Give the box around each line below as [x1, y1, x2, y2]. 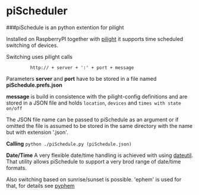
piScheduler [6, 4, 68, 18]
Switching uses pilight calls [6, 53, 73, 60]
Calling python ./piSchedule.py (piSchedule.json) [6, 140, 132, 147]
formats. [6, 164, 27, 171]
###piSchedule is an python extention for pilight [6, 24, 124, 31]
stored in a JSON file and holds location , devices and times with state [6, 99, 181, 106]
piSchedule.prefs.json [6, 81, 62, 89]
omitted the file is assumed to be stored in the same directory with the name [6, 122, 193, 129]
